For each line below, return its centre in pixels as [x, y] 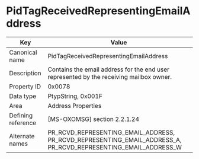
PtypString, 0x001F [75, 96]
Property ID [25, 86]
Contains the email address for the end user [109, 69]
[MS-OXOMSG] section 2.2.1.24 [94, 119]
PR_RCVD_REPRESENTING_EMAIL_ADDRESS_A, [115, 139]
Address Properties [75, 106]
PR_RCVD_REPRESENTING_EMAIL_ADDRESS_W [115, 147]
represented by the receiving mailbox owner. [110, 77]
